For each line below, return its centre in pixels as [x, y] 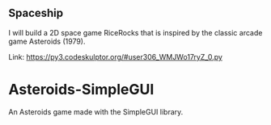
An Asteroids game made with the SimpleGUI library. [96, 111]
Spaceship [36, 13]
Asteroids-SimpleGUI [81, 90]
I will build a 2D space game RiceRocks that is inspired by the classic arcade [135, 32]
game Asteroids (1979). [47, 41]
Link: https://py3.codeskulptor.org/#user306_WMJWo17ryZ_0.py [115, 56]
